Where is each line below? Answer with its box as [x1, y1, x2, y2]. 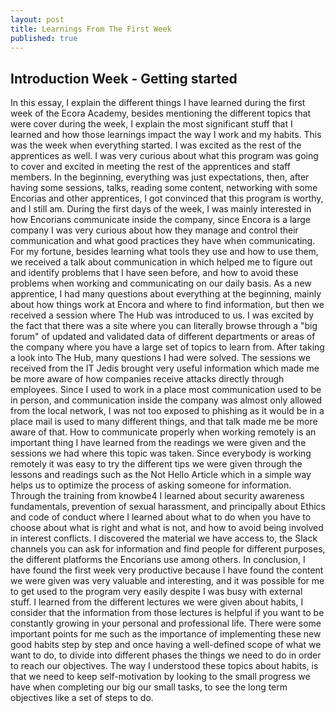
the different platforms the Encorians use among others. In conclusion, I [10, 554, 306, 566]
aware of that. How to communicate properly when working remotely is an [10, 426, 317, 438]
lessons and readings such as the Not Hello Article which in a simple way [10, 469, 312, 481]
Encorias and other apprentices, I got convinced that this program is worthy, [10, 192, 324, 205]
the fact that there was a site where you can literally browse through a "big [10, 320, 318, 332]
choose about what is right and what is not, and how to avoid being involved [10, 522, 324, 534]
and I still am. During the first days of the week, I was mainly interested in [10, 203, 312, 215]
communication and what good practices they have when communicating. [10, 235, 316, 247]
